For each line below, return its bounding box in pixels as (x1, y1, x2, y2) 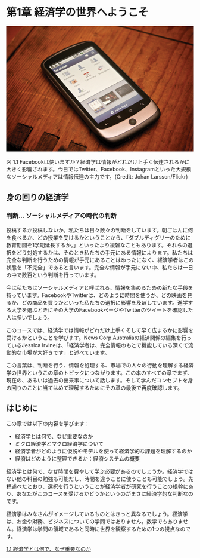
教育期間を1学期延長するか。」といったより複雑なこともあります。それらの (6, 241, 187, 249)
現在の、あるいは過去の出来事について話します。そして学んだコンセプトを (6, 376, 188, 384)
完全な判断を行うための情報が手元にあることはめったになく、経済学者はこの (6, 256, 194, 263)
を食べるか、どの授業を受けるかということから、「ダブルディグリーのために (6, 234, 191, 241)
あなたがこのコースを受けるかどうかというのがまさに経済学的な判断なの (16, 490, 193, 498)
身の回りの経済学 (6, 192, 69, 203)
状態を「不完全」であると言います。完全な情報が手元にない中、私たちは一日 (6, 263, 193, 271)
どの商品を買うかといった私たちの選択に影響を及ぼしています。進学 (21, 299, 188, 306)
